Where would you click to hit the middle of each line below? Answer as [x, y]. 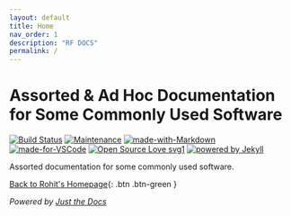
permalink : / [34, 51]
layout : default [40, 18]
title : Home [31, 26]
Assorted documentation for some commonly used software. [122, 166]
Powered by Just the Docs [58, 202]
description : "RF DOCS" [54, 43]
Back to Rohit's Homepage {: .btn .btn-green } [93, 184]
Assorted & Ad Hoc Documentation [142, 96]
